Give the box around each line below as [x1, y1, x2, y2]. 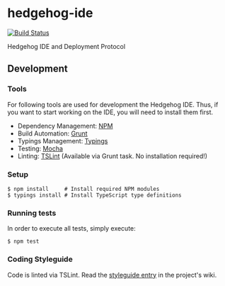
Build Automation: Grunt [17, 129, 88, 138]
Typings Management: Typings [17, 136, 108, 145]
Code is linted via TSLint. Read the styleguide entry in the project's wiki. [7, 270, 217, 279]
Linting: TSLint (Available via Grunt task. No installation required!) [17, 151, 207, 160]
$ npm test [7, 238, 40, 246]
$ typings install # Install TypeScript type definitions [7, 192, 182, 199]
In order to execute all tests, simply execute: [7, 224, 136, 233]
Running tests [7, 208, 57, 218]
